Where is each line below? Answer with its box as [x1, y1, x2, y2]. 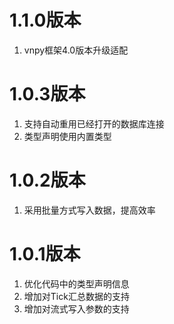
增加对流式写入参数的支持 [23, 302, 130, 315]
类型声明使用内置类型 [23, 130, 112, 142]
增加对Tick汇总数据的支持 [23, 290, 130, 302]
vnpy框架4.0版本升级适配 [23, 44, 129, 56]
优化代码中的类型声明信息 [23, 277, 130, 290]
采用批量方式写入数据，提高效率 [23, 204, 156, 216]
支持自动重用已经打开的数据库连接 [23, 117, 165, 130]
